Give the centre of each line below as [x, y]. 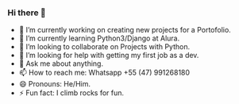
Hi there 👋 [27, 13]
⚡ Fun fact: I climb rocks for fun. [71, 93]
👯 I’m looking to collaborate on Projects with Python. [104, 47]
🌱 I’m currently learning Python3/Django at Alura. [99, 38]
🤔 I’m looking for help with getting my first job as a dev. [109, 56]
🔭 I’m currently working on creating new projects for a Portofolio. [125, 30]
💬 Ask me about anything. [61, 64]
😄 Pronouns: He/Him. [54, 84]
